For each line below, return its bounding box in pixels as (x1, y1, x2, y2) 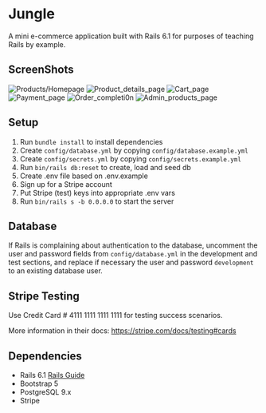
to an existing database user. (8, 266, 104, 276)
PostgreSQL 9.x (19, 387, 72, 396)
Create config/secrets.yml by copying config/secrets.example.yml (19, 153, 241, 164)
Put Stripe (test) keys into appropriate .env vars (19, 188, 175, 197)
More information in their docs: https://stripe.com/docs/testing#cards (8, 326, 237, 336)
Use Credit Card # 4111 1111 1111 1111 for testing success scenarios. (8, 311, 223, 320)
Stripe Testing (8, 289, 80, 303)
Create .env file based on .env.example (19, 171, 149, 181)
